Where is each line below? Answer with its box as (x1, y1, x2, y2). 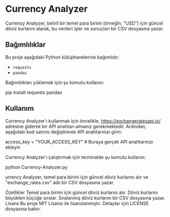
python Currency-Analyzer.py (5, 164, 68, 170)
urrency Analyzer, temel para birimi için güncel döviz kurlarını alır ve (5, 174, 148, 180)
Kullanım (5, 104, 34, 113)
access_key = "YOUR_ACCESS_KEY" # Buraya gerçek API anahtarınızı (5, 139, 154, 145)
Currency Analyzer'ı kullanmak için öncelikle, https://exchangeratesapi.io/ (5, 117, 161, 124)
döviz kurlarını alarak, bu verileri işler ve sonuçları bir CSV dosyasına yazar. (5, 25, 164, 31)
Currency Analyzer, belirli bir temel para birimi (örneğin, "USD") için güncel (5, 20, 163, 26)
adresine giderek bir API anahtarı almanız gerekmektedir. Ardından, (5, 123, 147, 129)
